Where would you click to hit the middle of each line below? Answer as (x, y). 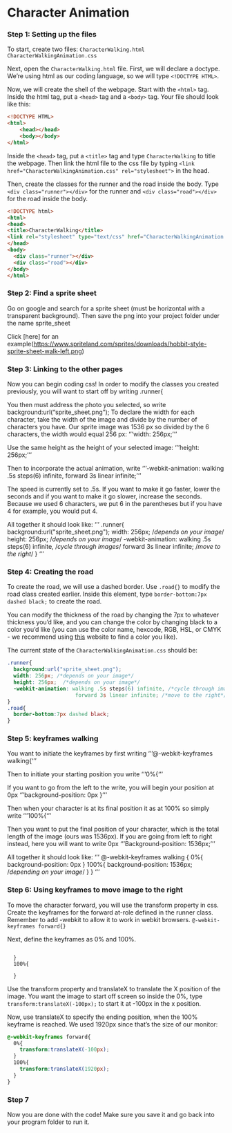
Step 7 (18, 1099)
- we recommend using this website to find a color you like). (93, 637)
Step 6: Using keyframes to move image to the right (95, 890)
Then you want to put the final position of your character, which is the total (113, 829)
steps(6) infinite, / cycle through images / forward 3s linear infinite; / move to (114, 547)
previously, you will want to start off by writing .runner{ (85, 391)
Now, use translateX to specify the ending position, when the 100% (103, 1017)
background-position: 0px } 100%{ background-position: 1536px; (100, 865)
